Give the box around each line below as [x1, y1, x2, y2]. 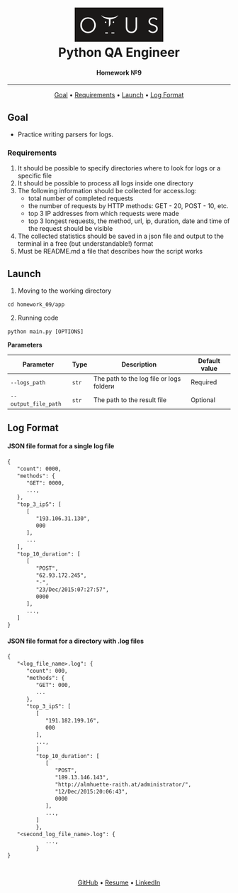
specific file [17, 171, 52, 180]
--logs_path [10, 379, 46, 386]
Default [198, 356, 221, 365]
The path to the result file [93, 395, 167, 404]
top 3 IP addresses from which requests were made [28, 210, 179, 218]
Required [191, 378, 217, 386]
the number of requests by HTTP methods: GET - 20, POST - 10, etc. [28, 202, 229, 210]
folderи [93, 381, 115, 390]
